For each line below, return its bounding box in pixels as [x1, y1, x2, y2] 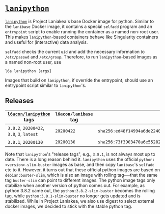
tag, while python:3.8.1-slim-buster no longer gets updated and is [5, 193, 141, 199]
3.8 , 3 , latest [7, 131, 38, 137]
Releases [5, 97, 34, 105]
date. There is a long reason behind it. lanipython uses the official [5, 156, 138, 162]
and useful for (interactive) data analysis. [5, 39, 88, 45]
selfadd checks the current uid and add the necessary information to [5, 49, 145, 54]
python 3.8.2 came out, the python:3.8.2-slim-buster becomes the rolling [5, 187, 155, 193]
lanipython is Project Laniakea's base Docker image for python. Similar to [5, 18, 154, 24]
